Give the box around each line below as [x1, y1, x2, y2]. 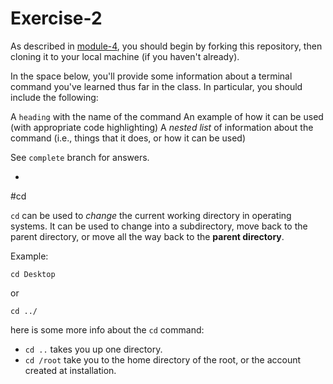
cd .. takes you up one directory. [24, 343, 163, 355]
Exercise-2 [10, 7, 103, 30]
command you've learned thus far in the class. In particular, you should [10, 80, 303, 92]
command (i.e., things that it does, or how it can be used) [10, 132, 247, 144]
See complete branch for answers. [10, 151, 150, 163]
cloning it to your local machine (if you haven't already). [10, 50, 240, 62]
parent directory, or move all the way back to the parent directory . [10, 230, 285, 242]
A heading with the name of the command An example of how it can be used [10, 110, 324, 122]
